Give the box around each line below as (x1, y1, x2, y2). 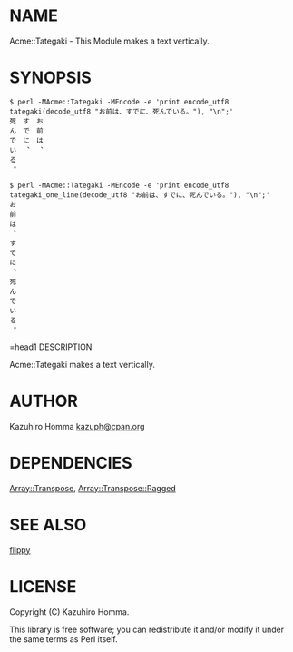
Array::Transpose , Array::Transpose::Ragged (9, 482, 176, 493)
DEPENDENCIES (9, 453, 133, 473)
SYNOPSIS (9, 67, 93, 88)
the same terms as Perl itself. (9, 633, 118, 645)
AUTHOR (9, 391, 79, 411)
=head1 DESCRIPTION (9, 341, 93, 352)
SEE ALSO (9, 514, 87, 535)
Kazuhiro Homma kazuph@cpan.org (9, 420, 145, 431)
